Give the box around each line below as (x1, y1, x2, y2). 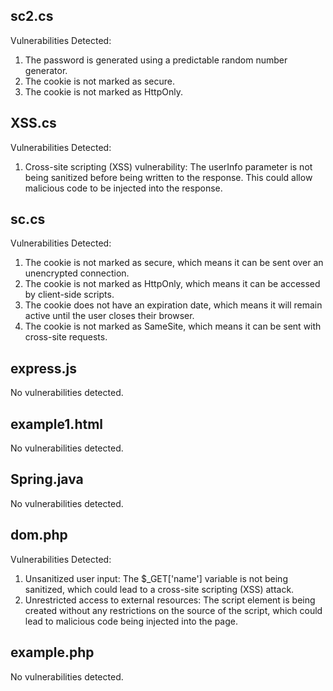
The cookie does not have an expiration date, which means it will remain (24, 299, 323, 311)
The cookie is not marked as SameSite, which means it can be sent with (24, 320, 322, 333)
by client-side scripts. (24, 289, 115, 301)
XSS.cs (10, 115, 57, 132)
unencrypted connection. (24, 267, 130, 279)
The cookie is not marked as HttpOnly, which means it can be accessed (24, 278, 321, 290)
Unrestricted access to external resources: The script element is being (24, 594, 316, 606)
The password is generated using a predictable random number (24, 54, 288, 66)
